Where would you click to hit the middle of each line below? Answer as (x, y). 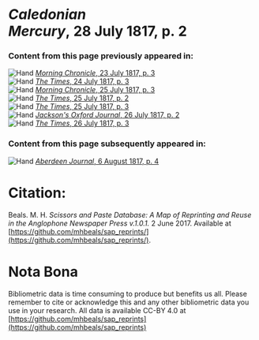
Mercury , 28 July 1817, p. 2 (98, 31)
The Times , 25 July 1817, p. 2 (82, 98)
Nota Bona (43, 272)
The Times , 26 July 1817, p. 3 (82, 123)
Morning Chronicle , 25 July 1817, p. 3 (95, 90)
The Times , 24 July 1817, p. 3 (82, 81)
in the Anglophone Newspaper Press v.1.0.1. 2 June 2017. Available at (120, 223)
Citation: (37, 193)
